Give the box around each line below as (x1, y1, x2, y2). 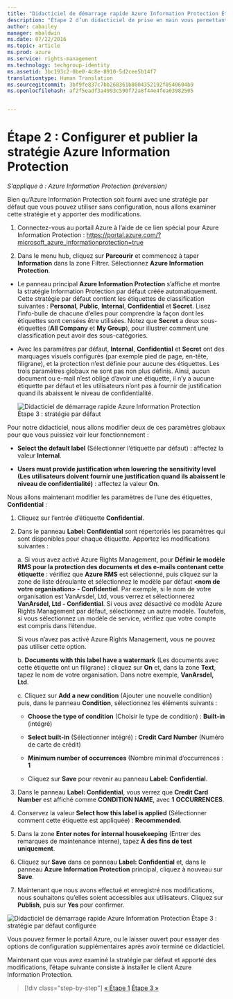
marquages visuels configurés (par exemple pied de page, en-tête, (17, 352, 209, 360)
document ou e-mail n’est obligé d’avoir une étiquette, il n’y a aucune (17, 374, 215, 383)
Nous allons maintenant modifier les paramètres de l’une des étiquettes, (7, 493, 213, 501)
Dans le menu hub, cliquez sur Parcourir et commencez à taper (17, 252, 200, 260)
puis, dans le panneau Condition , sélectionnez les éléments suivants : (17, 699, 218, 707)
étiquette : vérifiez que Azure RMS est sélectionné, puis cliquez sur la (17, 570, 218, 579)
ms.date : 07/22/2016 (7, 36, 67, 43)
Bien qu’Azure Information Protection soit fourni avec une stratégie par (7, 196, 209, 204)
